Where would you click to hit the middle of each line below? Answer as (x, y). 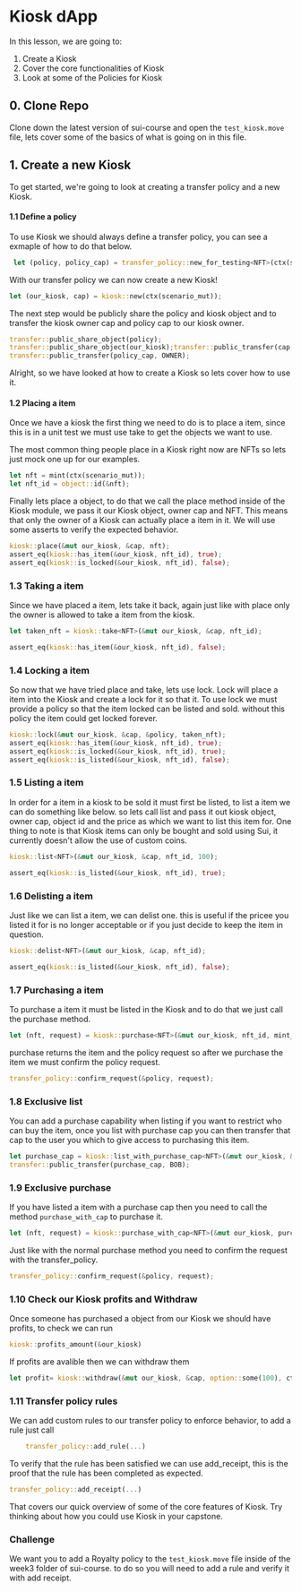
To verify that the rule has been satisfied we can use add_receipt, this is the (149, 1464)
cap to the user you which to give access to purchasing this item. (129, 1140)
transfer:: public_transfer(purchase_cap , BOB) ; (100, 1165)
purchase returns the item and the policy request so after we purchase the (146, 1052)
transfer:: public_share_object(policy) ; (86, 339)
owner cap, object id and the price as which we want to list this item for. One (150, 821)
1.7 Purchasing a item (57, 990)
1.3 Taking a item (47, 586)
